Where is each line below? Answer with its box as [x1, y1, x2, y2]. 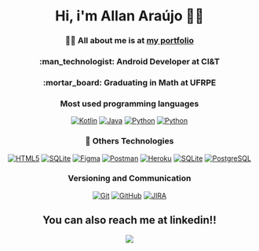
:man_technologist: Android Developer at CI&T [39, 56, 220, 67]
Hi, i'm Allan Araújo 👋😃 [55, 7, 204, 25]
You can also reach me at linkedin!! [42, 213, 217, 227]
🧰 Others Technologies [85, 136, 174, 147]
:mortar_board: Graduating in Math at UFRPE [42, 77, 217, 88]
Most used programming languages [60, 98, 199, 109]
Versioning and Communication [67, 173, 192, 184]
